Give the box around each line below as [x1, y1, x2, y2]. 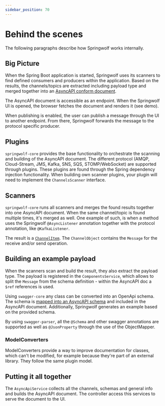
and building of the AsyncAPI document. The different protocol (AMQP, [5, 156, 150, 162]
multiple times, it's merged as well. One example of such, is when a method [5, 215, 159, 221]
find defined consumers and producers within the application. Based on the [5, 78, 159, 84]
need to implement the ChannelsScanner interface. [5, 177, 106, 183]
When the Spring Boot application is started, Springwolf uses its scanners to [5, 72, 161, 78]
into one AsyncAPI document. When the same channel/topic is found [5, 210, 145, 215]
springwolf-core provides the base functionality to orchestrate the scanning [5, 151, 160, 156]
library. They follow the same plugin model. [5, 358, 93, 364]
